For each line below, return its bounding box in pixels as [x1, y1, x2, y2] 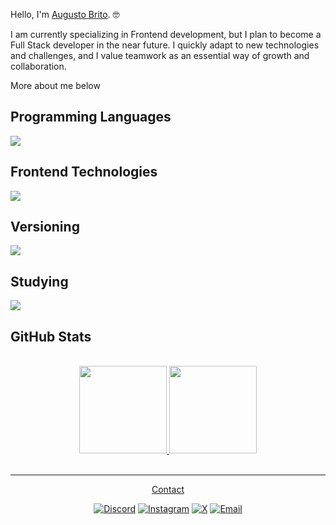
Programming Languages [10, 109, 172, 126]
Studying [10, 273, 69, 290]
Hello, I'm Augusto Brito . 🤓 [10, 9, 120, 20]
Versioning [10, 219, 80, 236]
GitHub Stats [10, 328, 92, 345]
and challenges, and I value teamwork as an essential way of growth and [10, 50, 310, 61]
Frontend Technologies [10, 164, 158, 181]
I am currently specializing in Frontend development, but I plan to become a [10, 29, 322, 40]
